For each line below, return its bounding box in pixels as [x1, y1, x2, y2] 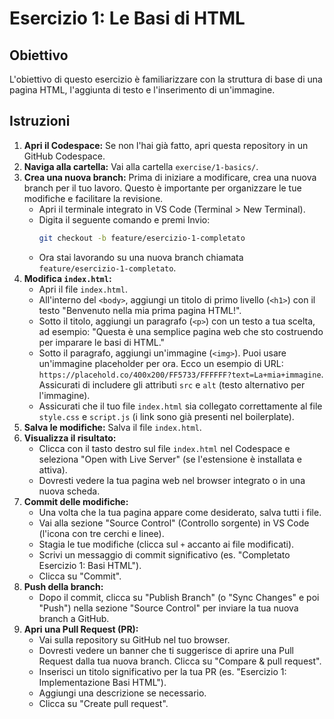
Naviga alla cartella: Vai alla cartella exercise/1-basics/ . [23, 160, 259, 172]
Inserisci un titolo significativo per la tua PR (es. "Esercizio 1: [38, 665, 287, 677]
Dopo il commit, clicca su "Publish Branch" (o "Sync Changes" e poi [38, 591, 320, 603]
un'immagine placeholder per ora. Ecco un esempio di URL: [38, 357, 284, 369]
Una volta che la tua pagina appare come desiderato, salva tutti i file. [38, 506, 322, 518]
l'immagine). [38, 389, 91, 401]
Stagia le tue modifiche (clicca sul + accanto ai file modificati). [38, 538, 295, 550]
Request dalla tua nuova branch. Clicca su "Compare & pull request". [38, 655, 322, 667]
